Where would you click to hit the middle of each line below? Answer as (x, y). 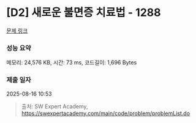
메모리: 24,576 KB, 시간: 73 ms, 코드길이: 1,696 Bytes (72, 62)
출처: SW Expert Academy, (55, 106)
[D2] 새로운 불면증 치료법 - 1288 (84, 13)
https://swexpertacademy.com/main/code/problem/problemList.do (106, 113)
